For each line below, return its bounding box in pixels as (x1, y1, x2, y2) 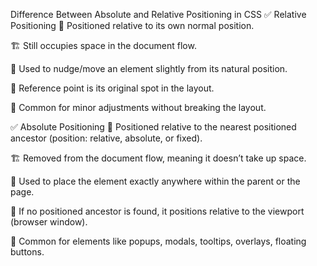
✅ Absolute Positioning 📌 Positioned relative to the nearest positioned (10, 121, 297, 133)
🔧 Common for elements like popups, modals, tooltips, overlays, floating (10, 235, 307, 247)
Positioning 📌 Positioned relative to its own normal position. (10, 20, 255, 31)
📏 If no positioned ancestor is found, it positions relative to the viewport (10, 205, 305, 217)
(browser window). (10, 216, 88, 228)
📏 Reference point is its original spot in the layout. (10, 82, 215, 94)
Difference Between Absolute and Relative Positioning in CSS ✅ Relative (10, 9, 307, 20)
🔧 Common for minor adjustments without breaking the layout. (10, 102, 267, 113)
